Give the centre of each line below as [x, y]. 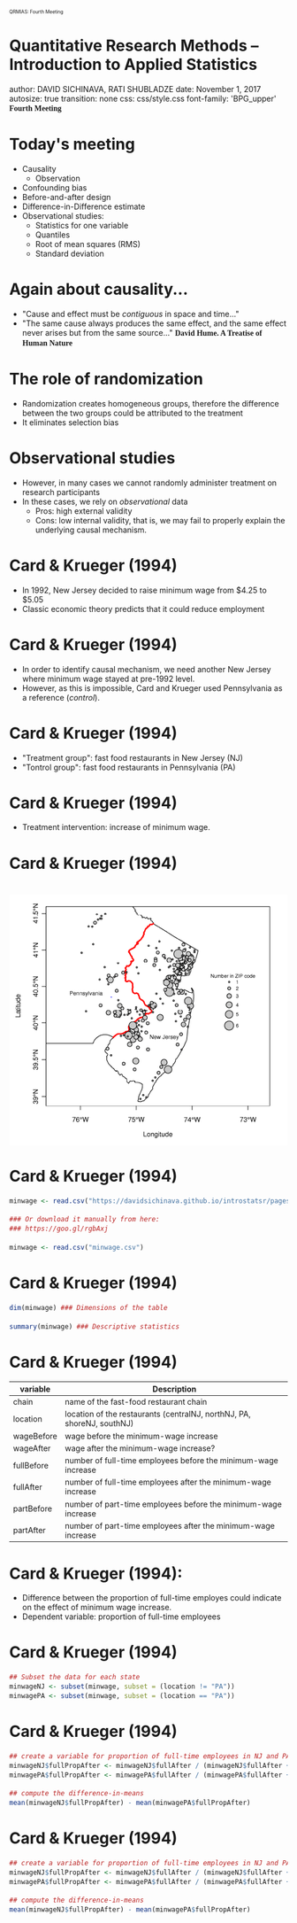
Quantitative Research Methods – [134, 46]
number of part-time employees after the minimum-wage [170, 1525]
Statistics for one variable [82, 225]
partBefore [33, 1508]
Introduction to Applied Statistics [133, 65]
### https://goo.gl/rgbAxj [59, 1229]
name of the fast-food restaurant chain [136, 1402]
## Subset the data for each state [75, 1678]
